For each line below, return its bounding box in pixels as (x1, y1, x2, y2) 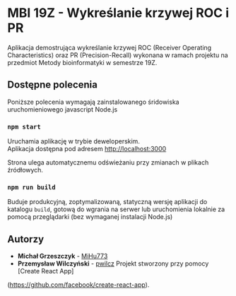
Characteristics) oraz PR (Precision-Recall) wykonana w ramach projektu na (7, 51, 228, 59)
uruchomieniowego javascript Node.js (7, 105, 118, 114)
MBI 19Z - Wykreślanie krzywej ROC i (7, 5, 230, 21)
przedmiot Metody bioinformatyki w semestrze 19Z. (7, 58, 158, 66)
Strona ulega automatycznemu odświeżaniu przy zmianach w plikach (7, 158, 209, 167)
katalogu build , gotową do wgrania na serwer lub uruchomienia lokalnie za (7, 205, 225, 213)
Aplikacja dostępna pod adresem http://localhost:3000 (7, 145, 167, 153)
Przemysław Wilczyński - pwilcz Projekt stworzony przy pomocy (17, 259, 209, 268)
